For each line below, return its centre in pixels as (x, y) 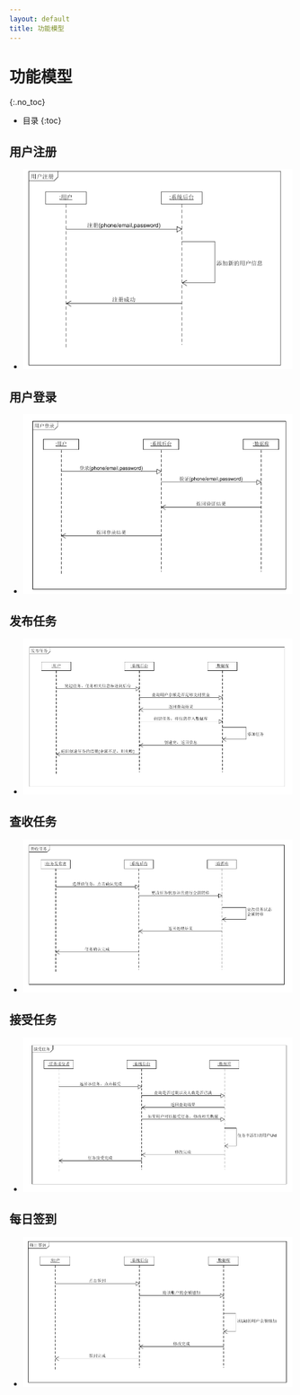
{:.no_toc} (27, 102)
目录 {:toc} (42, 120)
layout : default (40, 19)
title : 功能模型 (37, 28)
